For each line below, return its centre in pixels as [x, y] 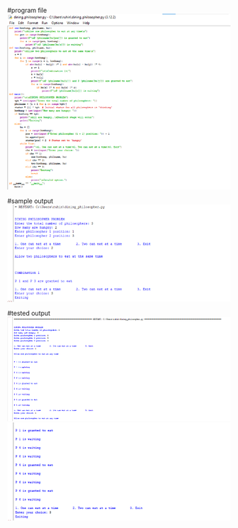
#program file [27, 10]
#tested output [29, 313]
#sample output [30, 201]
